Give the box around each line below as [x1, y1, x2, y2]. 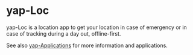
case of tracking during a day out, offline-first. [6, 30, 121, 37]
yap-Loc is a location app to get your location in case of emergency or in [6, 24, 187, 31]
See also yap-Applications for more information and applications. [6, 42, 168, 49]
